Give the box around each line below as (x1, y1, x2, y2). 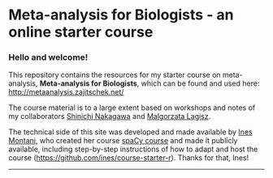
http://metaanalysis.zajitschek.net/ (8, 87, 124, 97)
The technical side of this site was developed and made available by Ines (8, 127, 253, 137)
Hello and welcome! (8, 52, 89, 63)
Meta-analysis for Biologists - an (8, 6, 234, 24)
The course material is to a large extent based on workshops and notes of (8, 103, 256, 112)
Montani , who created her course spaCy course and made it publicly (8, 136, 238, 146)
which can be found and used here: (141, 78, 260, 88)
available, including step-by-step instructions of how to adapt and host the (8, 144, 258, 155)
